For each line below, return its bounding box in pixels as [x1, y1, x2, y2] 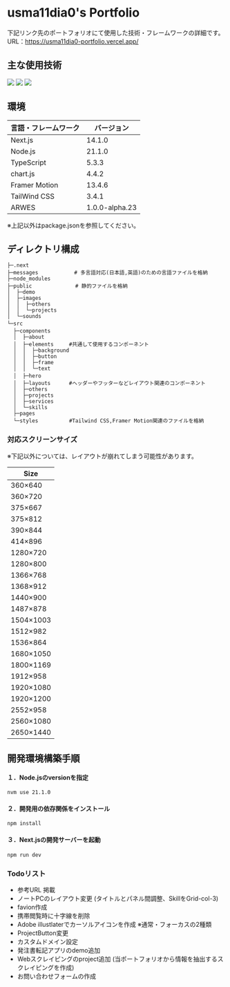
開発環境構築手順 [7, 753, 80, 764]
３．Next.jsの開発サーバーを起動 [7, 836, 102, 844]
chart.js [10, 169, 35, 178]
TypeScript [10, 158, 46, 167]
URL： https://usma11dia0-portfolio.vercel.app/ [7, 37, 140, 46]
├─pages [13, 410, 36, 417]
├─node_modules [7, 275, 51, 283]
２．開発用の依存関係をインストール [7, 804, 111, 813]
